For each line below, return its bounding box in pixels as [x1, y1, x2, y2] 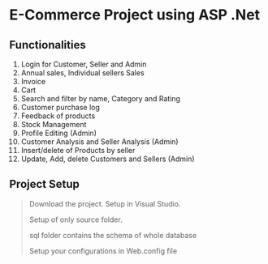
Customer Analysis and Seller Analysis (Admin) [20, 137, 179, 147]
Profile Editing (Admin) [20, 128, 97, 138]
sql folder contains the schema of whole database [28, 230, 197, 240]
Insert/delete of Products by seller [20, 146, 136, 155]
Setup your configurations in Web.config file [28, 245, 178, 256]
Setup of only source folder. [28, 215, 123, 224]
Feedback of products [20, 111, 96, 121]
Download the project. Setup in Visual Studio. [28, 198, 181, 208]
